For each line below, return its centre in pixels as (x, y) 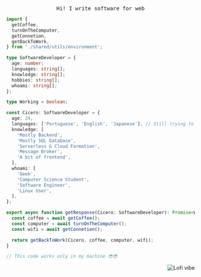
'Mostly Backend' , (40, 135)
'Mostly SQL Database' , (47, 141)
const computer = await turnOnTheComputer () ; (69, 224)
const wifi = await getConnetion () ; (57, 229)
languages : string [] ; (39, 69)
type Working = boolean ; (37, 102)
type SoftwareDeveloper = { (41, 58)
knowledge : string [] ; (39, 74)
